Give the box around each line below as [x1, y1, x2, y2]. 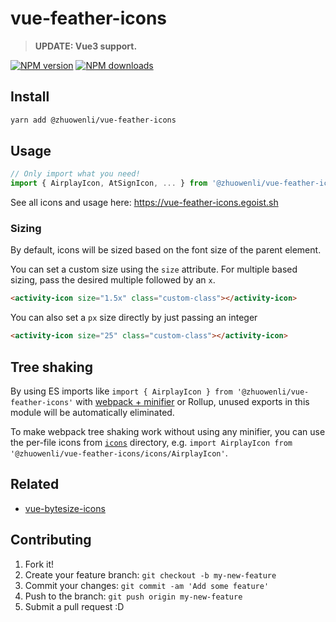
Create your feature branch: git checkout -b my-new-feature [24, 568, 277, 581]
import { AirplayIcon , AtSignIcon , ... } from [10, 178, 208, 189]
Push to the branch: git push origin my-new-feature [24, 590, 243, 602]
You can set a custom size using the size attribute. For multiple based [10, 263, 298, 276]
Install [10, 88, 50, 106]
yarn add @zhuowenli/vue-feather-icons [10, 115, 177, 125]
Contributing [10, 532, 92, 549]
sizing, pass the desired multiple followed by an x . [10, 274, 216, 286]
